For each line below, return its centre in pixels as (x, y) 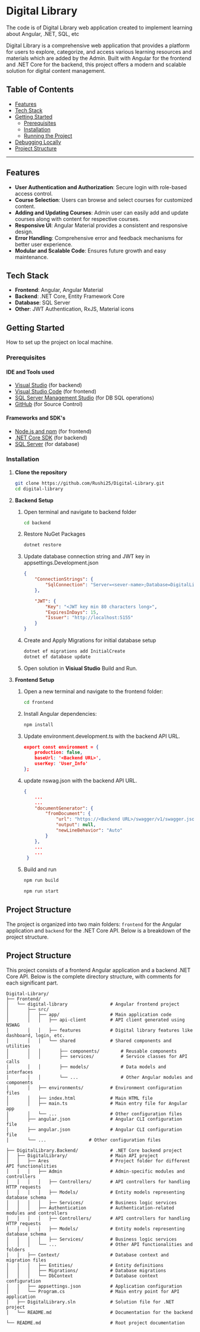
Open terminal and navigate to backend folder (80, 512)
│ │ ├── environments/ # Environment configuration (94, 1088)
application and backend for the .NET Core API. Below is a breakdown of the (99, 930)
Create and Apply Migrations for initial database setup (90, 641)
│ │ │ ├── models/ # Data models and (86, 1067)
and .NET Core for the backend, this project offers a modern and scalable (96, 64)
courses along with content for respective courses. (77, 219)
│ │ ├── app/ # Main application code (89, 1014)
